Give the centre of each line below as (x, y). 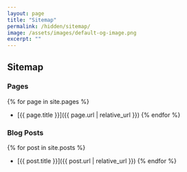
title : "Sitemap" (32, 20)
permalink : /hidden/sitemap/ (49, 26)
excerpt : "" (24, 39)
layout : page (26, 13)
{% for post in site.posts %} (46, 148)
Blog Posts (25, 133)
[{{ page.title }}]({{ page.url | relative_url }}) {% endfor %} (99, 115)
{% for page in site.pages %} (48, 101)
